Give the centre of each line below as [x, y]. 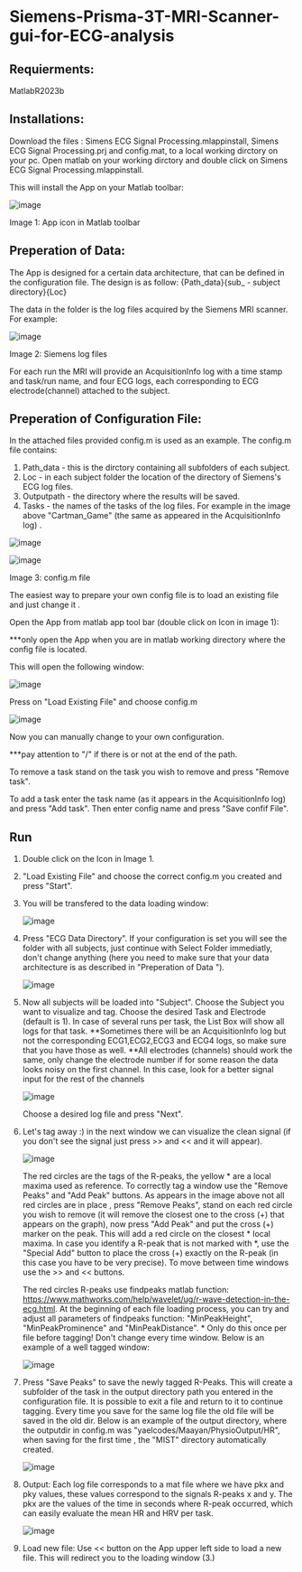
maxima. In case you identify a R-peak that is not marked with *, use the [156, 1243]
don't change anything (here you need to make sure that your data [146, 958]
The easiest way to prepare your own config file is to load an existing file [144, 595]
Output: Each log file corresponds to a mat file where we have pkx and [153, 1484]
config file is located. [48, 650]
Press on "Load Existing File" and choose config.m [104, 702]
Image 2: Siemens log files [59, 353]
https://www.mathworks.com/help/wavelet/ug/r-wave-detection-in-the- [156, 1299]
